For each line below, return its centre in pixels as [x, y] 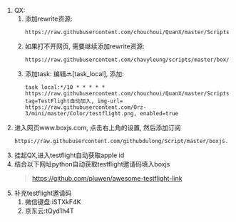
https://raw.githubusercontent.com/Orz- [86, 107]
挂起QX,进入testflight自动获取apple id [69, 155]
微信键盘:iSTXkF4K [53, 202]
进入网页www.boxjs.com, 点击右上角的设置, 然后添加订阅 [97, 128]
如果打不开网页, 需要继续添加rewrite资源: [84, 46]
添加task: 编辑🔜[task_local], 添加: [74, 74]
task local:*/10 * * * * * [65, 88]
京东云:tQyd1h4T [50, 211]
